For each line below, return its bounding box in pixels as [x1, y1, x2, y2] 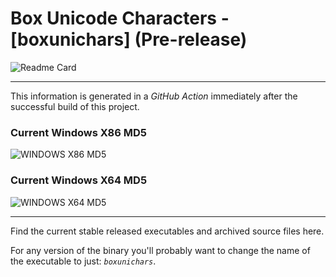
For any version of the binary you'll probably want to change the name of [10, 244, 311, 256]
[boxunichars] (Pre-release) [10, 28, 248, 51]
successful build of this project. [10, 100, 140, 112]
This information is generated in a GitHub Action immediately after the [10, 90, 298, 102]
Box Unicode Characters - [10, 7, 230, 30]
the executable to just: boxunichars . [10, 255, 157, 267]
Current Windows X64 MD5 [10, 173, 148, 187]
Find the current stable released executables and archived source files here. [10, 225, 325, 237]
